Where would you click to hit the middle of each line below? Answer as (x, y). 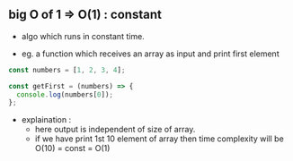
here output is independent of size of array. (115, 130)
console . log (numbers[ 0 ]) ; (65, 94)
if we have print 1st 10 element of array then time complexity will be (159, 139)
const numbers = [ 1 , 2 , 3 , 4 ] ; (67, 70)
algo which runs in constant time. (83, 36)
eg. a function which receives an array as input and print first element (150, 54)
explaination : (46, 120)
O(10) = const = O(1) (72, 148)
